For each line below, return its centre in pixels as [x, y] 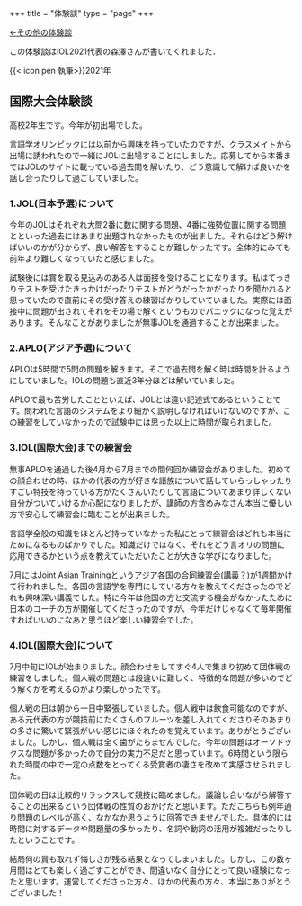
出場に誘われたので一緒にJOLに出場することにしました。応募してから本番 [147, 155]
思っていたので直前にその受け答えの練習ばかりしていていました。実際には [147, 301]
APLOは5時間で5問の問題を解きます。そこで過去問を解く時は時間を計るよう [150, 369]
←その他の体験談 [41, 32]
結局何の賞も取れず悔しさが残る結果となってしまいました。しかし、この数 [147, 859]
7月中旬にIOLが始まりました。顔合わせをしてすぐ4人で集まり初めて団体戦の [150, 667]
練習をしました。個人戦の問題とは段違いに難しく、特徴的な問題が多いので [147, 678]
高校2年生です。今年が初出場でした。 [79, 125]
